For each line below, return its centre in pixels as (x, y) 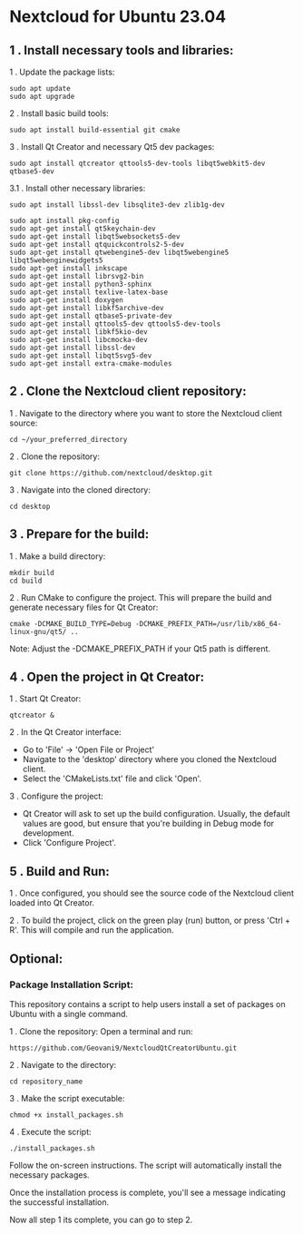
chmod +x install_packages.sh (67, 1115)
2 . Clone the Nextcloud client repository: (128, 392)
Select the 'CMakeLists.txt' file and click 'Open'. (112, 779)
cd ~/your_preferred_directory (68, 439)
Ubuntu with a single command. (69, 1014)
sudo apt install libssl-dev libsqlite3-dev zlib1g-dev (117, 205)
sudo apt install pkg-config (64, 220)
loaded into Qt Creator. (52, 903)
